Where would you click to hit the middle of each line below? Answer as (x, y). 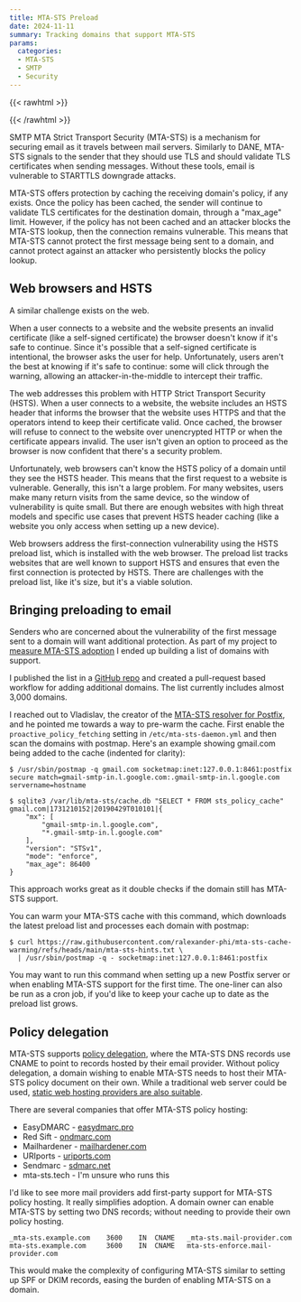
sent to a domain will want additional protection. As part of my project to (143, 641)
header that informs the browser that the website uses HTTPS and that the (148, 413)
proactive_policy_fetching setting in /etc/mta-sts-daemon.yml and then (143, 734)
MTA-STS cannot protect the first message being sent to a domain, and (142, 241)
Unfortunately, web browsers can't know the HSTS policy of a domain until (148, 468)
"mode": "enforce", (62, 857)
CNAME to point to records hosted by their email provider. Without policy (145, 1064)
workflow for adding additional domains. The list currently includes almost (147, 688)
